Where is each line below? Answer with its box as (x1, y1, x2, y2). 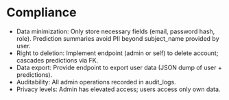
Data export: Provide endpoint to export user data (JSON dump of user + (16, 63, 222, 71)
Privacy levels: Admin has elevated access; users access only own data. (16, 85, 221, 93)
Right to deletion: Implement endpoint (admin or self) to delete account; (16, 49, 219, 57)
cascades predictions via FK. (16, 56, 99, 64)
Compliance (6, 5, 77, 20)
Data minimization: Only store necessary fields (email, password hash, (16, 27, 215, 35)
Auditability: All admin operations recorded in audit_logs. (16, 78, 176, 86)
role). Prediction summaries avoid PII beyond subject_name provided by (16, 34, 220, 42)
